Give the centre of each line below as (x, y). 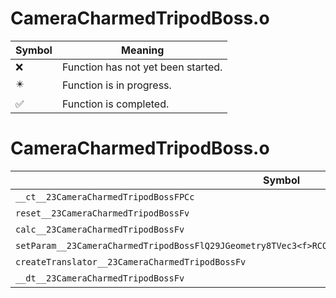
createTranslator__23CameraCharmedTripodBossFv (131, 261)
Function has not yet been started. (142, 67)
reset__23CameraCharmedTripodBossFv (102, 213)
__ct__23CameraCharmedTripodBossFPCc (105, 196)
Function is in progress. (116, 85)
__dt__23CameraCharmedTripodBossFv (100, 278)
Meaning (143, 50)
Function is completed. (115, 104)
